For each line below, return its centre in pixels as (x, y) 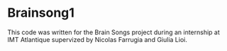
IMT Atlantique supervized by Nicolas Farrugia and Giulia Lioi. (98, 39)
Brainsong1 (41, 13)
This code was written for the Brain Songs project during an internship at (113, 32)
